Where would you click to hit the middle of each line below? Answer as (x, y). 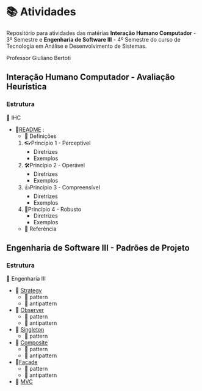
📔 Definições (40, 136)
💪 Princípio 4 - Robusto (53, 209)
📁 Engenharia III (26, 279)
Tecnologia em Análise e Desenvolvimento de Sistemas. (77, 46)
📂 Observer (30, 310)
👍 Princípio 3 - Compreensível (62, 187)
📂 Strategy (28, 290)
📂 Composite (31, 343)
